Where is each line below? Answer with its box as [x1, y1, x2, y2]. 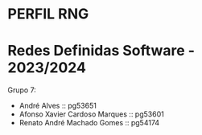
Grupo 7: [7, 85, 37, 95]
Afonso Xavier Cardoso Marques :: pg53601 [19, 109, 164, 119]
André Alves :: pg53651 [19, 101, 97, 111]
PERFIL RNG [7, 5, 89, 23]
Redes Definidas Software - [7, 42, 195, 60]
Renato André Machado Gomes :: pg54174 [19, 118, 160, 128]
